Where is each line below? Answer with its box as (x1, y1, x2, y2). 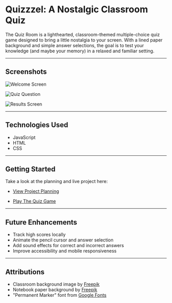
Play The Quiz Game (12, 198, 56, 205)
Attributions (5, 268, 45, 276)
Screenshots (5, 68, 47, 76)
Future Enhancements (5, 218, 78, 227)
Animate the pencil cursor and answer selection (12, 237, 114, 243)
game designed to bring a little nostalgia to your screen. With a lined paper (5, 37, 163, 43)
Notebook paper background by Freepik (12, 287, 97, 293)
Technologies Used (5, 120, 68, 129)
